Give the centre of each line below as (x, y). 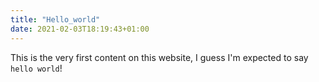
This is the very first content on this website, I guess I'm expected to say (159, 57)
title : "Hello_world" (55, 19)
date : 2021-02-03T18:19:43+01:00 (80, 29)
